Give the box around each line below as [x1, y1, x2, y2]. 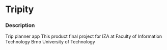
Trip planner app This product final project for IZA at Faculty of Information [5, 33, 162, 39]
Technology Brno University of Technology [5, 39, 95, 45]
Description [5, 22, 35, 29]
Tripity [5, 4, 34, 15]
